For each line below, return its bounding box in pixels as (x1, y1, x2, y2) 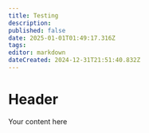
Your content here (8, 116, 68, 126)
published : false (8, 26, 66, 34)
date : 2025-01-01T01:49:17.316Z (8, 33, 116, 42)
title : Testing (8, 11, 59, 20)
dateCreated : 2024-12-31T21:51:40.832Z (8, 57, 141, 65)
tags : (8, 41, 26, 49)
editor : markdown (8, 49, 66, 57)
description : (8, 19, 52, 27)
